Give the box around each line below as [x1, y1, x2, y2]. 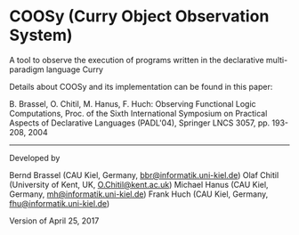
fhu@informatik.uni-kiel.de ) [9, 198, 110, 208]
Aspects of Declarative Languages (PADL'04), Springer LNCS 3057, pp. [9, 117, 271, 128]
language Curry [45, 64, 104, 75]
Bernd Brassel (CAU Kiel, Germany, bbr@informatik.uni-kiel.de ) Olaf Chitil [9, 169, 279, 180]
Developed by [9, 152, 61, 163]
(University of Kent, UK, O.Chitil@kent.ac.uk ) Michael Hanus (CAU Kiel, [9, 179, 269, 190]
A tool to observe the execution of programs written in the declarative [9, 54, 264, 65]
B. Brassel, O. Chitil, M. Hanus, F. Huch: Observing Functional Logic [9, 98, 256, 109]
